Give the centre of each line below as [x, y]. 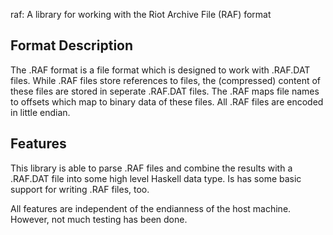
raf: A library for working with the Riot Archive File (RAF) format [141, 14]
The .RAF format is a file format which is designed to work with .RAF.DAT [160, 70]
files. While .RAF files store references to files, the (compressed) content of [166, 80]
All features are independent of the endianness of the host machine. [151, 208]
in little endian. [40, 112]
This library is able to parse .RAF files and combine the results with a [151, 168]
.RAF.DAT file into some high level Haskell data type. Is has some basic [156, 178]
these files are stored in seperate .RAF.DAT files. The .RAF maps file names [165, 91]
